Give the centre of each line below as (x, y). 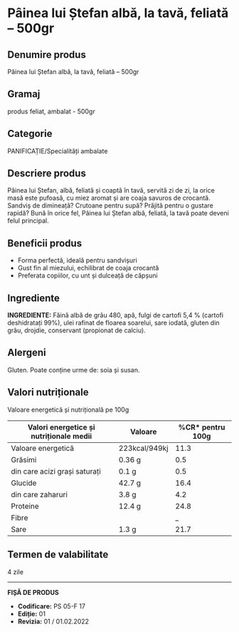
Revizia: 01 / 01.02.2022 (53, 621)
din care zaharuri (39, 494)
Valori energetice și (61, 427)
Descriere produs (47, 174)
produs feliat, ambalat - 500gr (51, 111)
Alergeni (27, 353)
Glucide (24, 483)
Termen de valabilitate (58, 555)
